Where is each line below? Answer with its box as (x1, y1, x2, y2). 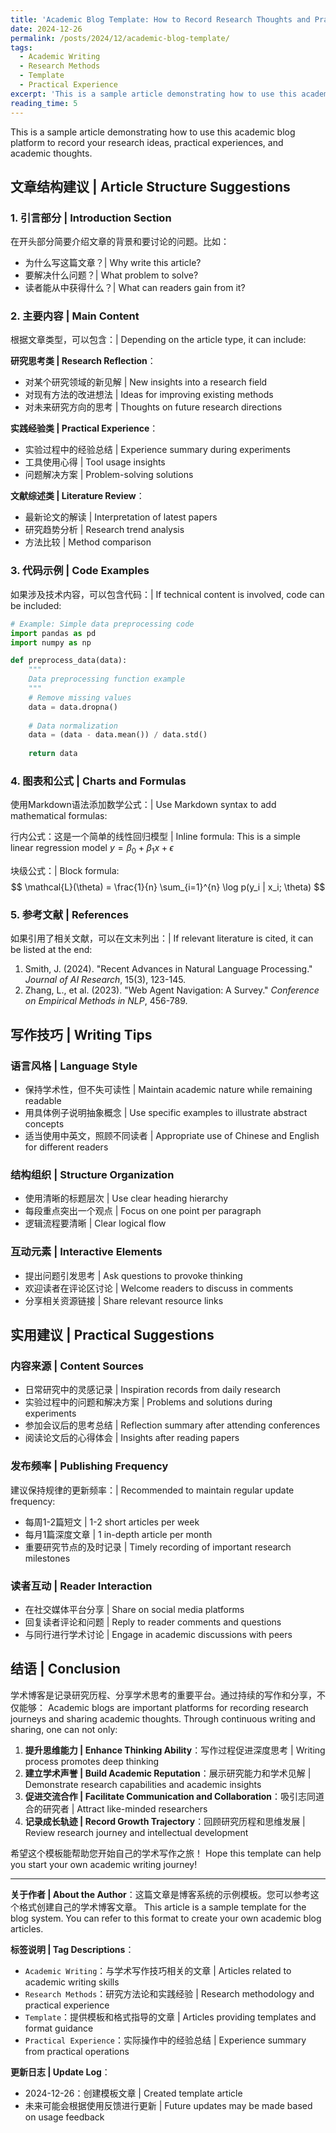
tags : (10, 42, 33, 53)
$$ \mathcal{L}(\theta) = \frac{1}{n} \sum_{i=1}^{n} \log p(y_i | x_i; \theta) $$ (10, 881, 326, 893)
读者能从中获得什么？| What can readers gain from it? (24, 282, 246, 294)
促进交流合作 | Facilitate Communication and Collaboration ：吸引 (24, 1790, 299, 1802)
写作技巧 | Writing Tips (10, 1026, 153, 1043)
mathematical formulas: (10, 810, 108, 822)
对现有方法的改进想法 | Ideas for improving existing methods (24, 389, 274, 401)
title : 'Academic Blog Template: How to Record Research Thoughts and (10, 14, 311, 25)
